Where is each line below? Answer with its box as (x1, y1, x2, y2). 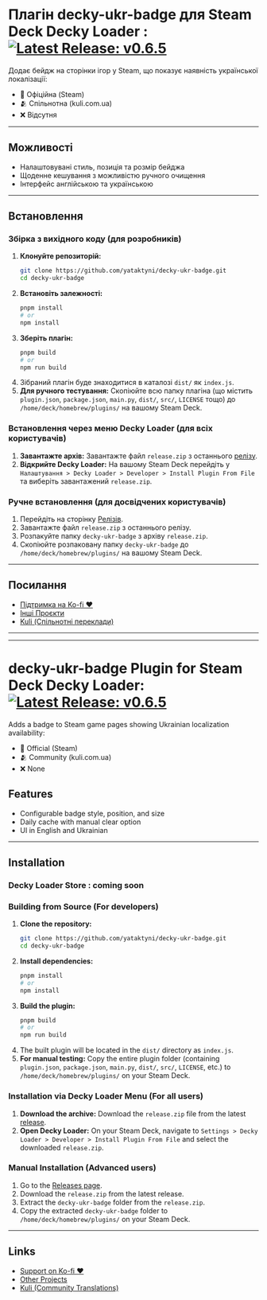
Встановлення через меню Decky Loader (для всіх (8, 423, 213, 434)
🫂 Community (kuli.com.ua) (19, 752, 112, 761)
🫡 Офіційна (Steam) (19, 89, 85, 99)
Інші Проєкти (19, 608, 65, 617)
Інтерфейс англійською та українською (19, 179, 153, 189)
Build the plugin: (19, 1001, 75, 1010)
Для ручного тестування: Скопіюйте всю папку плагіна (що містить (19, 386, 253, 395)
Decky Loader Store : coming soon (8, 879, 145, 890)
